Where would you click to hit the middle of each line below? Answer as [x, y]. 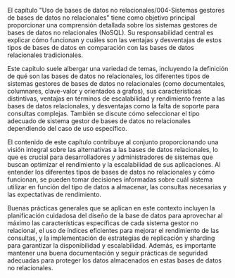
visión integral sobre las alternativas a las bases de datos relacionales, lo [113, 150]
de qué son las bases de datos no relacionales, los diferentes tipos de [108, 76]
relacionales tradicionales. [45, 55]
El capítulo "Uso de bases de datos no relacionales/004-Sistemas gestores [116, 10]
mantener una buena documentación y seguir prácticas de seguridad [108, 253]
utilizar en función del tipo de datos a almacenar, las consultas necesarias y [117, 187]
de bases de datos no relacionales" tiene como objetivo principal [101, 18]
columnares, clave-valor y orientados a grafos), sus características [104, 91]
